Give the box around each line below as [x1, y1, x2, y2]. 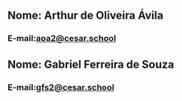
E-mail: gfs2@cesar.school [7, 82, 114, 93]
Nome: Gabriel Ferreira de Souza [7, 58, 175, 71]
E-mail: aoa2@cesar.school [7, 33, 117, 44]
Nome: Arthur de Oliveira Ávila [7, 9, 164, 22]
